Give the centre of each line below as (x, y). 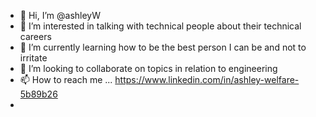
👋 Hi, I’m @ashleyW (60, 15)
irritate (33, 58)
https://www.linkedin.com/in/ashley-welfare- (207, 79)
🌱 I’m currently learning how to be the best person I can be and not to (163, 47)
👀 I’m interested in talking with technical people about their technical (160, 26)
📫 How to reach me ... (66, 79)
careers (35, 36)
